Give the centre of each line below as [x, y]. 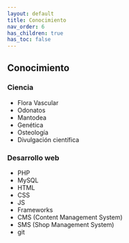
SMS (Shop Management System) [66, 225]
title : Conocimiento [37, 20]
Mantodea [32, 117]
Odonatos [31, 110]
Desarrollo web [33, 157]
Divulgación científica [48, 139]
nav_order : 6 [26, 26]
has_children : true [35, 33]
